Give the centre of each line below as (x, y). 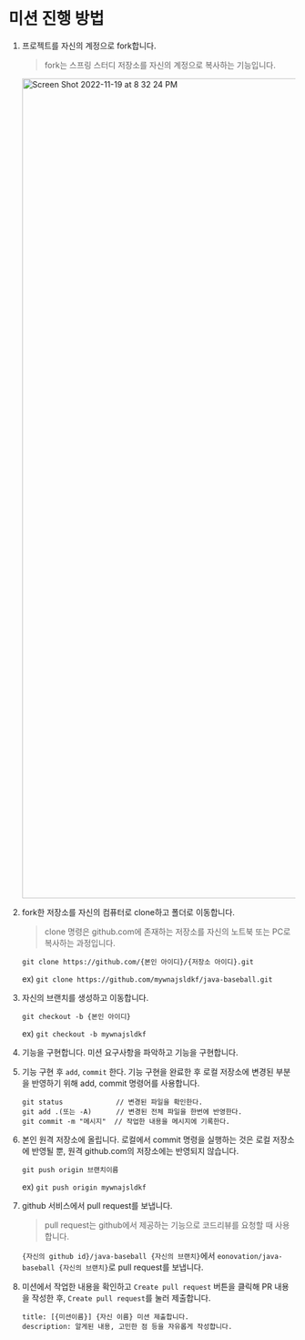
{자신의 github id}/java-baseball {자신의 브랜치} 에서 (118, 1255)
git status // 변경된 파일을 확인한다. (112, 1102)
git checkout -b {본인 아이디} (76, 1016)
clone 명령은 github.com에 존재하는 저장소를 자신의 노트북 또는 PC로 (168, 932)
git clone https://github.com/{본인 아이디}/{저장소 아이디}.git (137, 962)
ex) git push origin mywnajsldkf (84, 1187)
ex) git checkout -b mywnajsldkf (84, 1033)
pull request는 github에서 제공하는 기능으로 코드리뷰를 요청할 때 (159, 1225)
